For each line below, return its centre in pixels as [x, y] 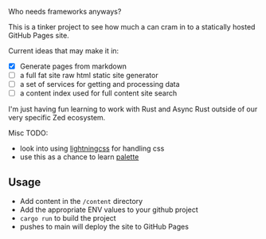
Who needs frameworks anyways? [65, 12]
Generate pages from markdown [73, 66]
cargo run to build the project [68, 218]
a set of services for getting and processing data [100, 84]
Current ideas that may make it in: [64, 51]
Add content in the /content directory [81, 202]
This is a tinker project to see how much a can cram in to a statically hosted [132, 27]
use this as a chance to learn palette [79, 157]
